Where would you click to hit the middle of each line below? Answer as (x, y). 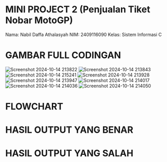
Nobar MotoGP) (39, 20)
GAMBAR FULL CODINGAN (63, 55)
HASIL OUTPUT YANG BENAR (69, 130)
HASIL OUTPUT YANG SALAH (69, 154)
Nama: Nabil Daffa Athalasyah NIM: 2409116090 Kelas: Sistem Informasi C (84, 34)
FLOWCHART (34, 107)
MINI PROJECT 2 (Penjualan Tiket (78, 9)
